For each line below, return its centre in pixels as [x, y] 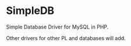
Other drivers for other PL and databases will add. [66, 38]
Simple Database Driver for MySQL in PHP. [57, 27]
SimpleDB [30, 11]
